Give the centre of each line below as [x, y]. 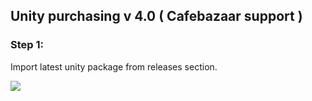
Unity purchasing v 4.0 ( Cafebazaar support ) [156, 16]
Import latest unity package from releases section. [114, 66]
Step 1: [27, 45]
